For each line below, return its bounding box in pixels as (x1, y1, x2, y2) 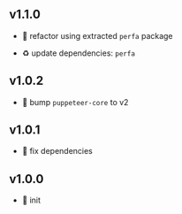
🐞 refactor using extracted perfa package (21, 30, 174, 41)
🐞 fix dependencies (21, 146, 93, 157)
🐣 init (21, 195, 42, 206)
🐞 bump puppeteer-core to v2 (21, 96, 129, 107)
